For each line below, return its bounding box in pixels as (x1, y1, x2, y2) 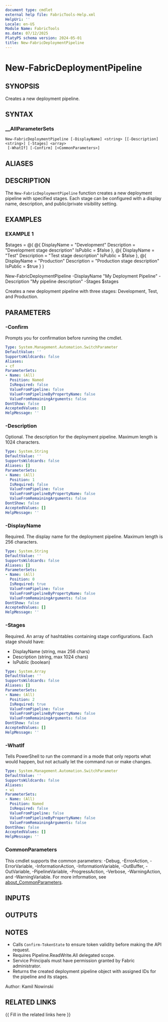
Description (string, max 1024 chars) (12, 654, 89, 660)
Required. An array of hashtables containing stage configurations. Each (5, 633, 153, 639)
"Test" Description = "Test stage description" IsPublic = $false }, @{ (5, 253, 147, 259)
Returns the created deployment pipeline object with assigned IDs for (12, 968, 156, 975)
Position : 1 (10, 477, 35, 482)
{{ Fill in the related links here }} (5, 1011, 71, 1017)
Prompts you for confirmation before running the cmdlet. (5, 335, 123, 341)
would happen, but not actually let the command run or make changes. (5, 759, 152, 765)
